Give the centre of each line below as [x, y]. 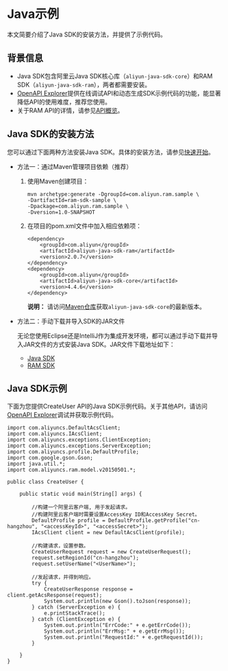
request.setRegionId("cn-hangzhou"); [85, 558]
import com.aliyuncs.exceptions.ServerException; [79, 446]
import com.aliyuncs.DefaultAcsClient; [64, 428]
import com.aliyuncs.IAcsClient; [55, 434]
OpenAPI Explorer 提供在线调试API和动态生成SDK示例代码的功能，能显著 [119, 93]
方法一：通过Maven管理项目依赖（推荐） [75, 166]
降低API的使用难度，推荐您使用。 [64, 102]
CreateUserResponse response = [88, 589]
